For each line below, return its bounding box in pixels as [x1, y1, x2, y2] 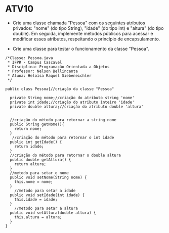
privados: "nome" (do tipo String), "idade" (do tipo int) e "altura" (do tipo [12, 25, 164, 31]
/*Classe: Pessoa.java [5, 55, 53, 61]
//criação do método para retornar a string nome [10, 117, 116, 122]
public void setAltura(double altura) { [10, 210, 96, 215]
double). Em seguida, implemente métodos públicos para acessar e [12, 30, 153, 36]
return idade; [14, 144, 44, 149]
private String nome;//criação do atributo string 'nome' [10, 95, 135, 100]
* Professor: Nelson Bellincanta [7, 69, 78, 74]
